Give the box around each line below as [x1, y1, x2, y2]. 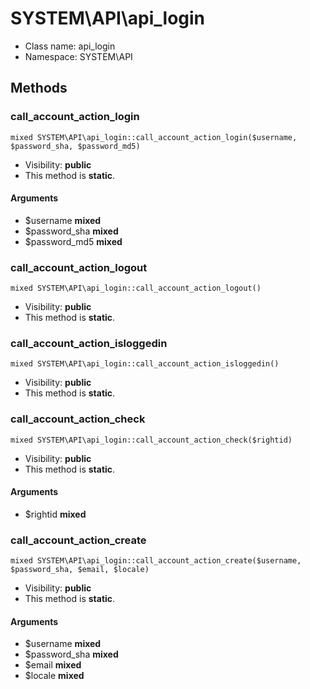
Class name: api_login [24, 40, 116, 52]
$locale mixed [24, 670, 85, 682]
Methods [10, 80, 68, 97]
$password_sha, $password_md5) [10, 141, 141, 151]
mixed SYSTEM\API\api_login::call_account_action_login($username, [10, 132, 298, 142]
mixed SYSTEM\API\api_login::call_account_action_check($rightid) [10, 435, 293, 445]
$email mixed [24, 659, 82, 671]
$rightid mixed [24, 508, 87, 520]
